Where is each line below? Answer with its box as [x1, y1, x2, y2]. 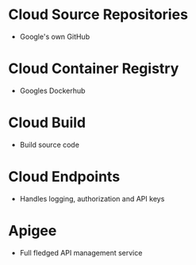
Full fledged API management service [19, 248, 143, 257]
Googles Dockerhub [19, 86, 86, 95]
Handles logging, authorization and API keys [19, 194, 165, 203]
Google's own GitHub [19, 32, 90, 41]
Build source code [19, 140, 79, 149]
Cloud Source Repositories [8, 6, 189, 24]
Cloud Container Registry [8, 60, 179, 78]
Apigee [8, 221, 57, 240]
